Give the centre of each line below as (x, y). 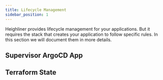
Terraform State (31, 73)
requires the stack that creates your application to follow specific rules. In (82, 34)
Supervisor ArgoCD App (44, 55)
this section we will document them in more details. (59, 39)
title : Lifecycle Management (36, 10)
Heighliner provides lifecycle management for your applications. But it (78, 29)
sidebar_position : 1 (27, 15)
